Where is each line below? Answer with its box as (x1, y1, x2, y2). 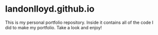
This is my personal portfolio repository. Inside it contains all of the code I (5, 19, 154, 25)
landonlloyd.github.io (5, 3, 95, 15)
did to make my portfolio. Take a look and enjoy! (5, 24, 102, 30)
